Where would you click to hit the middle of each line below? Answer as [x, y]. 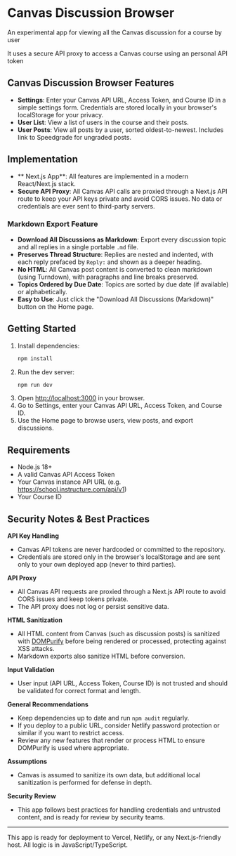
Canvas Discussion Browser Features [91, 83]
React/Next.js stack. [46, 183]
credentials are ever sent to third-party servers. [86, 206]
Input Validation [31, 670]
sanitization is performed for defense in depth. [85, 783]
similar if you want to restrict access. [71, 733]
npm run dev [35, 385]
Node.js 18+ [35, 467]
